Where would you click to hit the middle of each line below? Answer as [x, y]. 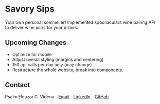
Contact [18, 85]
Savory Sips [30, 9]
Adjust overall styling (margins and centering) [58, 59]
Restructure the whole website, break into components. [68, 70]
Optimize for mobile [32, 54]
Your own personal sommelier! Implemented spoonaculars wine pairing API [80, 22]
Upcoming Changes [36, 43]
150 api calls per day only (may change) [52, 64]
